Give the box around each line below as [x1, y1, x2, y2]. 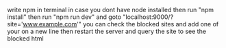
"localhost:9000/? [123, 13, 174, 21]
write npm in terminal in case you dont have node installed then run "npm [7, 6, 214, 14]
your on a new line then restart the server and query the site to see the [7, 27, 207, 35]
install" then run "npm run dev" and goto [7, 13, 122, 21]
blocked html [7, 34, 44, 43]
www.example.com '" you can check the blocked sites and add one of [23, 20, 219, 28]
